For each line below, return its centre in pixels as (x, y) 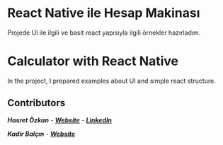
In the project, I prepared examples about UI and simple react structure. (111, 81)
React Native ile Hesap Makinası (104, 13)
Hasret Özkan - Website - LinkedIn (59, 120)
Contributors (36, 103)
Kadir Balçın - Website (41, 134)
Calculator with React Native (93, 61)
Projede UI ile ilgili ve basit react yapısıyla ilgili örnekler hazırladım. (104, 33)
